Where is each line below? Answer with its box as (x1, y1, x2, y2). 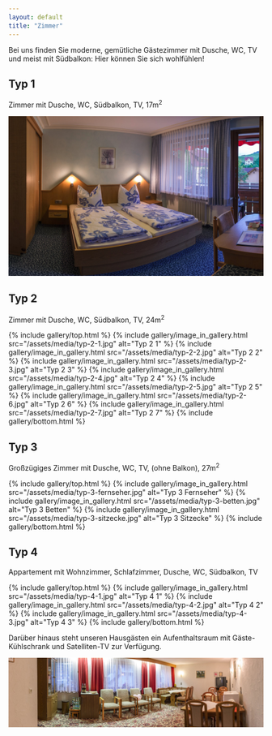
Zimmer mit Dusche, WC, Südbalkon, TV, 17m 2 (8, 98, 163, 110)
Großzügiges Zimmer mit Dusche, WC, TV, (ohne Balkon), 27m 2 (8, 462, 220, 472)
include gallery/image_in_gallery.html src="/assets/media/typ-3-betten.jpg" (8, 496, 261, 506)
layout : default (8, 13, 63, 21)
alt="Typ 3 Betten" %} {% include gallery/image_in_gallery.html (8, 504, 220, 514)
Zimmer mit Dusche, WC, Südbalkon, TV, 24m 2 (8, 313, 165, 325)
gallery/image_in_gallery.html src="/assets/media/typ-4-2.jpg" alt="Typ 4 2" (8, 600, 264, 609)
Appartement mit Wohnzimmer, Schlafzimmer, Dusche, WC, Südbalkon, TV (8, 566, 259, 576)
